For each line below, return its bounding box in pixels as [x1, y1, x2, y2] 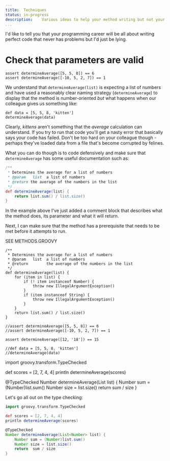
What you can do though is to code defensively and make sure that [5, 150, 146, 156]
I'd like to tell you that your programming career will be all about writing [5, 31, 155, 37]
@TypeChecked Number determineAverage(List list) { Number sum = [5, 379, 151, 385]
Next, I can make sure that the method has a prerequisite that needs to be [5, 223, 160, 229]
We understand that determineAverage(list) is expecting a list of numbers [5, 85, 161, 91]
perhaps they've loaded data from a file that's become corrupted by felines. [5, 140, 164, 146]
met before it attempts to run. [5, 228, 67, 234]
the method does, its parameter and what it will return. [5, 213, 119, 219]
